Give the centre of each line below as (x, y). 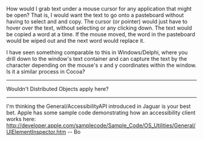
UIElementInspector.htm (36, 132)
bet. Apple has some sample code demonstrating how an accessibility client (101, 113)
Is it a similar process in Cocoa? (46, 71)
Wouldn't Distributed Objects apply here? (57, 89)
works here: (21, 119)
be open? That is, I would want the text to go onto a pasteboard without (95, 15)
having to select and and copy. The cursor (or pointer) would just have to (97, 21)
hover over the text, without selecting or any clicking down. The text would (99, 28)
